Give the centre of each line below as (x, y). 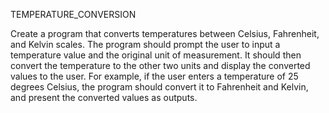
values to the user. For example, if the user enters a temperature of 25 (154, 76)
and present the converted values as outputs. (104, 97)
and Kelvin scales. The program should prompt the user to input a (145, 44)
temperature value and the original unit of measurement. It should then (156, 55)
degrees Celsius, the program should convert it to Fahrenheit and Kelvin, (159, 87)
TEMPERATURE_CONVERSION (73, 14)
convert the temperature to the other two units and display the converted (160, 65)
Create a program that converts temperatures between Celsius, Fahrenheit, (165, 33)
